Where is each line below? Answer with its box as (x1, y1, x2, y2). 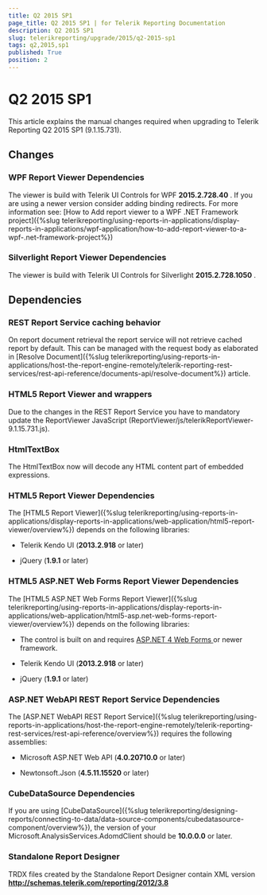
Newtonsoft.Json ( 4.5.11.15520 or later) (19, 768, 149, 777)
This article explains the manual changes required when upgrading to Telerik (8, 116, 259, 126)
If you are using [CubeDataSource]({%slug (8, 806, 149, 815)
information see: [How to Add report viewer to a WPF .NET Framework (8, 207, 238, 216)
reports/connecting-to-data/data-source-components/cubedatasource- (8, 815, 245, 824)
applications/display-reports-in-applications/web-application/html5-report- (8, 516, 255, 526)
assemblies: (8, 737, 48, 746)
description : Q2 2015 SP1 (8, 26, 94, 34)
